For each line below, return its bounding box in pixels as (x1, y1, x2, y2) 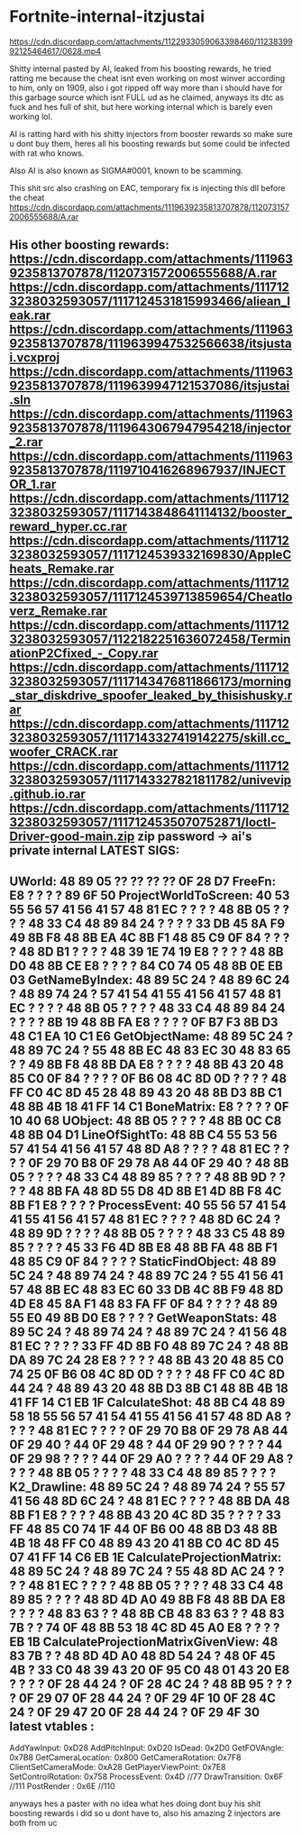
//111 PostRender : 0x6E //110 (9, 1781, 115, 1792)
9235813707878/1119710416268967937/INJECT (9, 462, 287, 479)
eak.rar (9, 308, 51, 324)
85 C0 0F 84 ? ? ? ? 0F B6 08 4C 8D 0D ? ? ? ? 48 (9, 1071, 287, 1086)
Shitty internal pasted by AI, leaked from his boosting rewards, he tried (9, 63, 272, 74)
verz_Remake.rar (9, 604, 108, 619)
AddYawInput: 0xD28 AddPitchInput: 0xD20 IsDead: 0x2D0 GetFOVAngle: (9, 1742, 285, 1754)
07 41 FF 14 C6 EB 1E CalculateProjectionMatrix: (9, 1549, 282, 1565)
